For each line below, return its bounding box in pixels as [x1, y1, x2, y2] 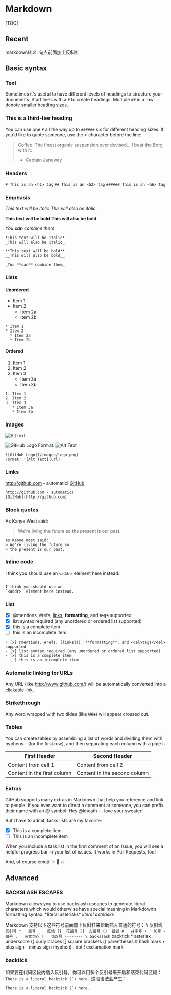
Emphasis [5, 194, 31, 201]
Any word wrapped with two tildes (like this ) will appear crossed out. [5, 710, 150, 717]
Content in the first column [8, 770, 72, 777]
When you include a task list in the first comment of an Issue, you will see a [5, 843, 163, 849]
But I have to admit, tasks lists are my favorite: [5, 817, 102, 823]
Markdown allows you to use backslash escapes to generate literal [5, 901, 145, 907]
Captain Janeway [25, 157, 62, 163]
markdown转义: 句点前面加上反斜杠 [5, 49, 80, 55]
